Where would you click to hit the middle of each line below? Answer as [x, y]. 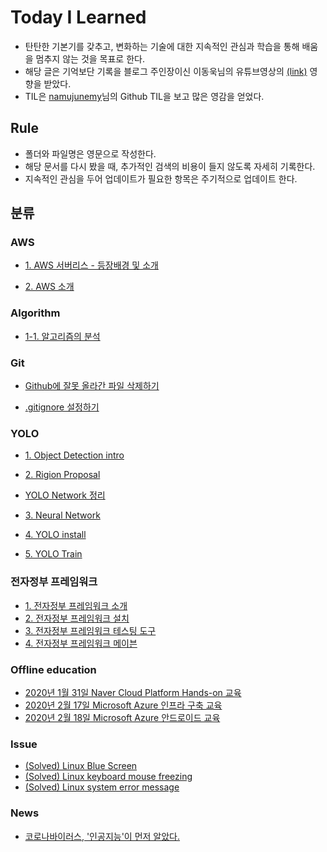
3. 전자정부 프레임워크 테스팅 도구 [90, 630]
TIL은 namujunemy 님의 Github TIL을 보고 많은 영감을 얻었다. [144, 96]
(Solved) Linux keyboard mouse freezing [108, 777]
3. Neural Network [62, 515]
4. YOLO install [55, 535]
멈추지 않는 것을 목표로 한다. [90, 58]
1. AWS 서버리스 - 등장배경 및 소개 [91, 265]
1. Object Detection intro [74, 455]
